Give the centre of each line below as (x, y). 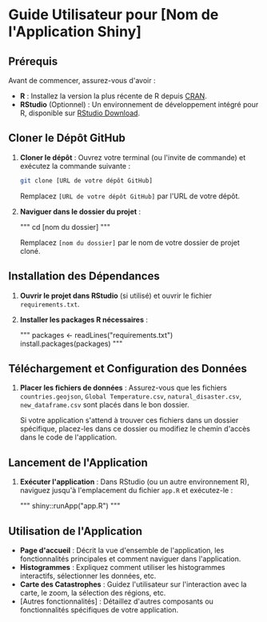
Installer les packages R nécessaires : (84, 319)
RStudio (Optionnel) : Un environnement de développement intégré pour (139, 104)
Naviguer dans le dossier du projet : (80, 211)
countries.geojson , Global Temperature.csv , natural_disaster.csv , (131, 396)
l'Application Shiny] (75, 32)
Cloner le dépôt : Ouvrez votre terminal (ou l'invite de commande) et (133, 157)
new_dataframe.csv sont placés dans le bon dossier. (104, 405)
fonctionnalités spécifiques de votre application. (99, 609)
